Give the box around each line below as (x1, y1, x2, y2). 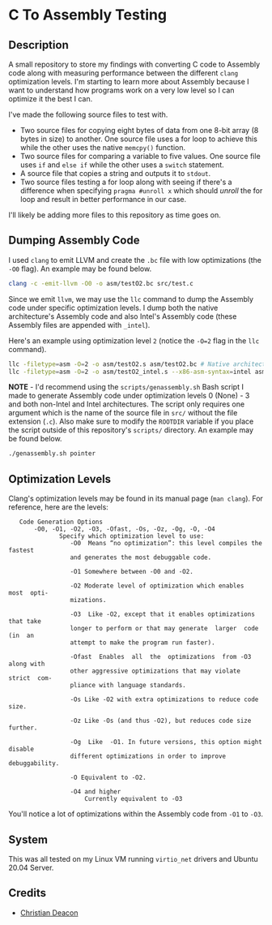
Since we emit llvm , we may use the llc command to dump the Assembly (8, 294, 253, 303)
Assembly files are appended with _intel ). (8, 320, 151, 329)
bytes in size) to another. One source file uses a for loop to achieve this (19, 134, 257, 144)
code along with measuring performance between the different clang (8, 68, 239, 78)
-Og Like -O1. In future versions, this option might (70, 738, 263, 746)
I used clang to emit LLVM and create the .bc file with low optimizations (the (8, 255, 261, 265)
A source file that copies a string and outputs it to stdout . (19, 169, 211, 178)
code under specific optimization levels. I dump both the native (8, 303, 219, 312)
